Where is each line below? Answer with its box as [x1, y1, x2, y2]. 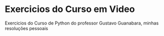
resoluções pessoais [5, 25, 49, 31]
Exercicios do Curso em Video [5, 3, 135, 15]
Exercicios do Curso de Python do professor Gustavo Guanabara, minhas [5, 20, 159, 26]
